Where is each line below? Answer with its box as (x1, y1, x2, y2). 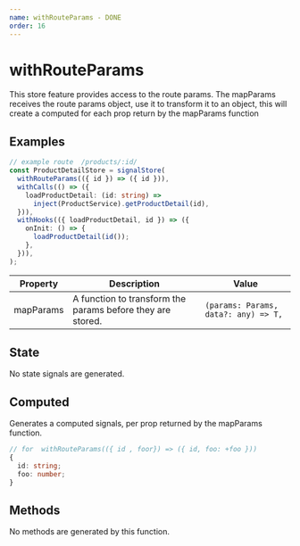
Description (108, 277, 161, 290)
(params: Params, (204, 300, 279, 310)
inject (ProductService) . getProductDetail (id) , (32, 199, 210, 208)
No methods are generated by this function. (9, 526, 170, 537)
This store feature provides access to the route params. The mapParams (9, 89, 277, 100)
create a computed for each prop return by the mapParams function (9, 108, 259, 119)
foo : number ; (17, 469, 66, 478)
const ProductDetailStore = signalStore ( (9, 166, 166, 175)
